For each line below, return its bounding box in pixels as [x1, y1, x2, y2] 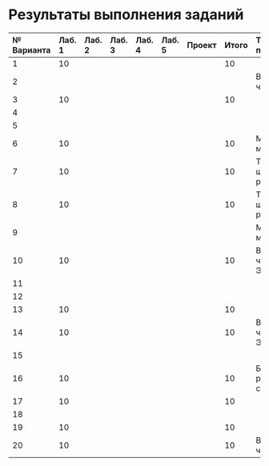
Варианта [12, 44, 51, 55]
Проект [187, 39, 217, 50]
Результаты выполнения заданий [8, 6, 244, 24]
